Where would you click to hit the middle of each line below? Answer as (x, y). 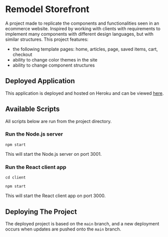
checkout (22, 54)
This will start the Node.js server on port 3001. (54, 154)
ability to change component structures (54, 65)
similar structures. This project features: (47, 39)
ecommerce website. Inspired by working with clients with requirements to (83, 28)
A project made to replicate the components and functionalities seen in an (82, 23)
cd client (16, 177)
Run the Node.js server (34, 134)
